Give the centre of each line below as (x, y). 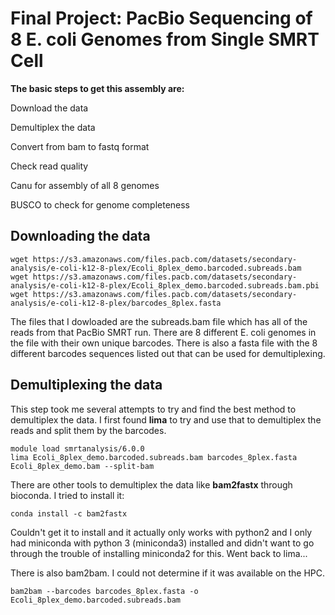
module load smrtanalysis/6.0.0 (77, 448)
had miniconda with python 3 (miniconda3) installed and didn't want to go (162, 543)
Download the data (49, 108)
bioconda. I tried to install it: (67, 495)
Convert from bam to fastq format (80, 146)
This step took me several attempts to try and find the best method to (153, 409)
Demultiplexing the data (86, 385)
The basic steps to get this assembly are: (97, 88)
